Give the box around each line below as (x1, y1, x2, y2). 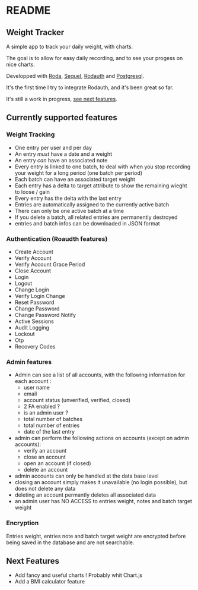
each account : (14, 378, 52, 385)
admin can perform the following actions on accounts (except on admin (14, 435, 190, 442)
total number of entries (23, 422, 80, 429)
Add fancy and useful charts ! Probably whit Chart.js (14, 572, 143, 579)
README (6, 4, 51, 17)
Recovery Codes (14, 343, 56, 350)
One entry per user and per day (14, 144, 92, 151)
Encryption (6, 519, 39, 527)
